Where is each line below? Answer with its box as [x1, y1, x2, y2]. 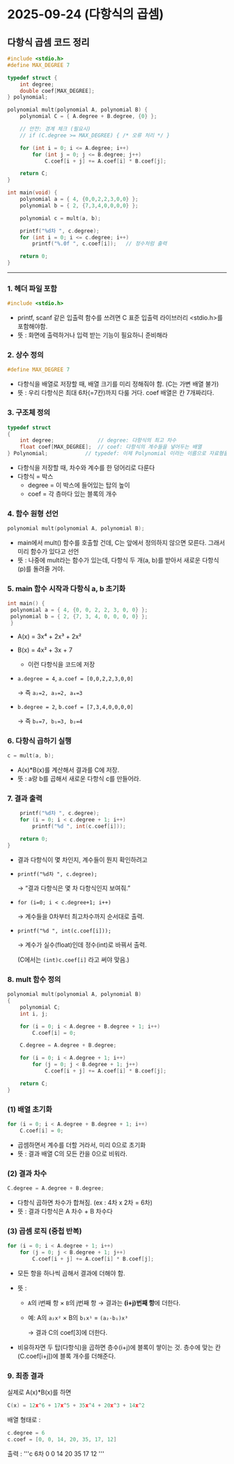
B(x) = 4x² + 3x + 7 [17, 645, 73, 654]
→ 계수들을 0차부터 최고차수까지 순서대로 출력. [17, 912, 145, 920]
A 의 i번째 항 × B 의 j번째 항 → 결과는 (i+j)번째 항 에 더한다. [27, 1299, 181, 1307]
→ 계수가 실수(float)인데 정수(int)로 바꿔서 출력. [17, 940, 148, 949]
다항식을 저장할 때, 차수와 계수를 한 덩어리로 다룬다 [17, 463, 155, 472]
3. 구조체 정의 [7, 408, 51, 417]
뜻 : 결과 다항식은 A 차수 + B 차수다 [17, 1207, 113, 1215]
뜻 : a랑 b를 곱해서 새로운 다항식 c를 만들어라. [17, 775, 141, 783]
